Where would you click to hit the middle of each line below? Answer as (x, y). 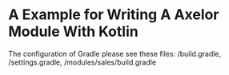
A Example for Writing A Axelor (114, 15)
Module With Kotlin (73, 32)
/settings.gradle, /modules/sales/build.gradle (82, 62)
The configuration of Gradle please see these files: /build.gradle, (115, 53)
